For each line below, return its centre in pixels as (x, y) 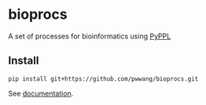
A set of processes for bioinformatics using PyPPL (90, 36)
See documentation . (41, 93)
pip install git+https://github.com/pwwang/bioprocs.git (103, 79)
